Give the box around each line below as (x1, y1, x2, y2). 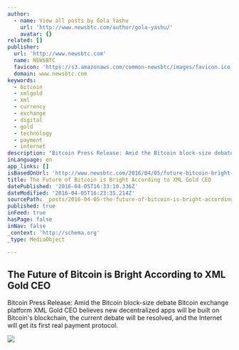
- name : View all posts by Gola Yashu (14, 17, 129, 24)
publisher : (7, 43, 40, 51)
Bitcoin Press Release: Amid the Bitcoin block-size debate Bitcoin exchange (7, 299, 229, 307)
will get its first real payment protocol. (7, 321, 119, 330)
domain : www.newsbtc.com (14, 70, 87, 77)
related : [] (7, 37, 43, 44)
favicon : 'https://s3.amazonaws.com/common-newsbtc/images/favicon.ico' (14, 63, 234, 71)
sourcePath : (7, 196, 43, 203)
